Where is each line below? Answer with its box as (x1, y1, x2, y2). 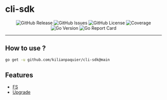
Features (5, 71, 33, 80)
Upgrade (12, 89, 31, 95)
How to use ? (5, 44, 46, 52)
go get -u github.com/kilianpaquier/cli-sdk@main (5, 57, 110, 62)
